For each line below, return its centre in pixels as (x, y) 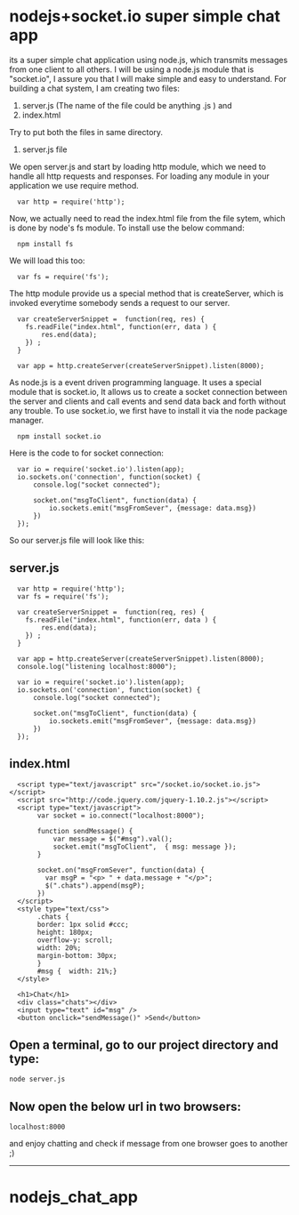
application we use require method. (74, 185)
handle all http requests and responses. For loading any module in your (139, 176)
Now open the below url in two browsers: (125, 1106)
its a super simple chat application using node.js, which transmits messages (149, 60)
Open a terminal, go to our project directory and (144, 1045)
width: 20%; (59, 948)
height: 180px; (65, 932)
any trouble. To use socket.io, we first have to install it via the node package (148, 410)
